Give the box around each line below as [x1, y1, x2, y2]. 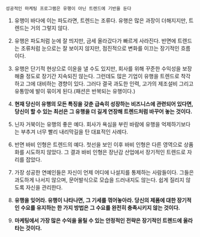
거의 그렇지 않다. [30, 25, 70, 31]
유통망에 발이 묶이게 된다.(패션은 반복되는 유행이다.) [14, 88, 136, 94]
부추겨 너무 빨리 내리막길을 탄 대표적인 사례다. [20, 128, 129, 135]
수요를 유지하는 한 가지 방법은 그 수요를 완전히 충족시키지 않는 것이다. [20, 204, 181, 211]
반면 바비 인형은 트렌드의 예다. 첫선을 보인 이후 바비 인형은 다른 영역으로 [14, 141, 183, 148]
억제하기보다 [161, 121, 191, 128]
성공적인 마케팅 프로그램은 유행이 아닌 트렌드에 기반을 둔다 [5, 5, 132, 11]
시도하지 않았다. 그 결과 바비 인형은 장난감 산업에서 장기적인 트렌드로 [25, 149, 186, 155]
